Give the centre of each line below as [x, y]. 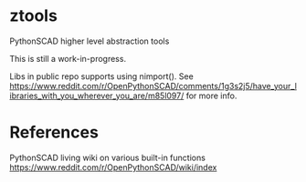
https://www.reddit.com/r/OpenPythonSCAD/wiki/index [113, 167]
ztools [33, 16]
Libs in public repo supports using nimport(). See [101, 76]
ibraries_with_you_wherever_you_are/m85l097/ [97, 96]
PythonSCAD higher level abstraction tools [90, 41]
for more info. [211, 96]
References [54, 132]
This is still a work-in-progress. [68, 58]
